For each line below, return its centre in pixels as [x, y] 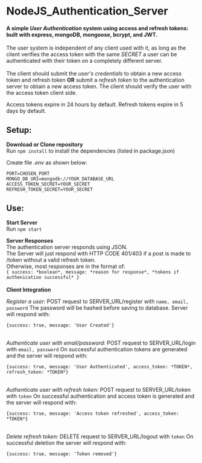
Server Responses [30, 241]
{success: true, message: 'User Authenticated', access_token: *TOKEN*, [99, 367]
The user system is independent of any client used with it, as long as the [96, 48]
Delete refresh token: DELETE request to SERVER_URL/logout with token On [100, 436]
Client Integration [29, 290]
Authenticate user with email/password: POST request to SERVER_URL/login [101, 343]
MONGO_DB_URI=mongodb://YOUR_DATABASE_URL [60, 179]
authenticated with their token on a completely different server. [84, 61]
